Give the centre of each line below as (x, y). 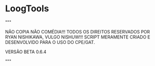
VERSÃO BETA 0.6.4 (26, 52)
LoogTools (27, 9)
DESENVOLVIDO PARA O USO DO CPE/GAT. (50, 42)
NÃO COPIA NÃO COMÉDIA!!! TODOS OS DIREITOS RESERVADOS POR (77, 32)
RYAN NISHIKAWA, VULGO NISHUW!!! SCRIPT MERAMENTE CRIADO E (78, 37)
